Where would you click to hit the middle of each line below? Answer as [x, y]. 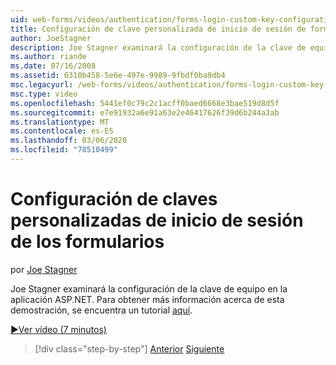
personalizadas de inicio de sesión [157, 220]
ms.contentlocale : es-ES [62, 131]
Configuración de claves [114, 199]
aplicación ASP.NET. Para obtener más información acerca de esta [147, 299]
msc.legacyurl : [42, 85]
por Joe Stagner [44, 269]
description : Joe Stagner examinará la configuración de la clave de [158, 47]
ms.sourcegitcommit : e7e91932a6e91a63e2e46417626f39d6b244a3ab [145, 112]
